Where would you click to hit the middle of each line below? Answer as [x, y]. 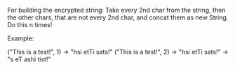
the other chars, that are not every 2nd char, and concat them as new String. [118, 17]
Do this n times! [30, 25]
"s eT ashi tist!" [29, 59]
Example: [21, 38]
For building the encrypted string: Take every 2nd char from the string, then [116, 10]
